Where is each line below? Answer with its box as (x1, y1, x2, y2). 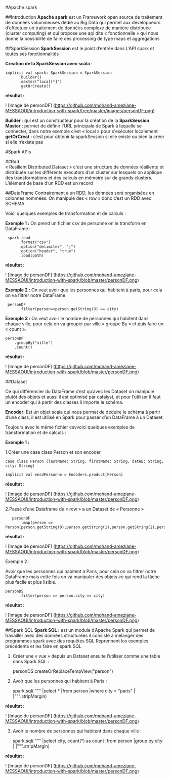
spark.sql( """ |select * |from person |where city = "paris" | (12, 688, 136, 694)
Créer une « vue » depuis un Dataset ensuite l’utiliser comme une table (12, 653, 160, 659)
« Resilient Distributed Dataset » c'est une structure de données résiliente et (5, 164, 164, 170)
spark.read (7, 235, 30, 240)
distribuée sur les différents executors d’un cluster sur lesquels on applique (5, 169, 162, 175)
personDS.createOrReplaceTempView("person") (12, 668, 113, 674)
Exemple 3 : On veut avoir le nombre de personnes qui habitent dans (5, 316, 149, 321)
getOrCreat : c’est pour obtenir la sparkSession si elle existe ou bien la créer (5, 134, 165, 140)
